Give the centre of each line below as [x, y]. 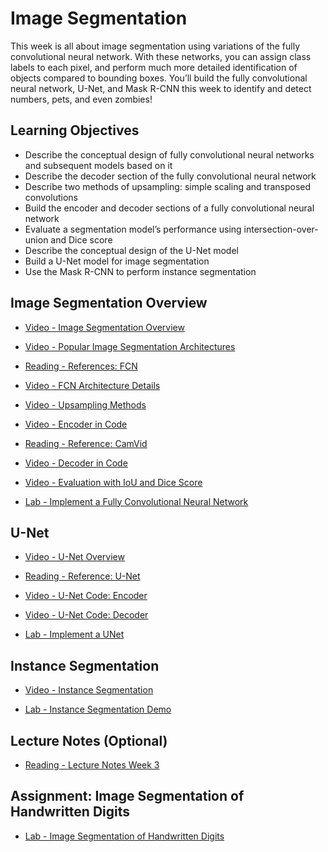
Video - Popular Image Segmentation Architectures [130, 346]
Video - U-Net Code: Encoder [86, 596]
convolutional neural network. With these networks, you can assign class [161, 56]
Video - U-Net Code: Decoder [86, 615]
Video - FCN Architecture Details [92, 385]
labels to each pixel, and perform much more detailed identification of [154, 67]
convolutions [51, 197]
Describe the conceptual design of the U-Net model [131, 250]
